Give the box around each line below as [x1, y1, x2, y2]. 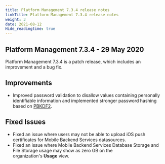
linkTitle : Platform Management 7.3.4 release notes [5, 12, 119, 17]
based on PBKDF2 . [12, 103, 52, 109]
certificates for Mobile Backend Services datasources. [12, 137, 127, 143]
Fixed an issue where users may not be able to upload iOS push [12, 131, 146, 137]
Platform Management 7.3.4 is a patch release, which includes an [5, 58, 141, 64]
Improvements [5, 79, 52, 87]
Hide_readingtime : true [5, 26, 56, 31]
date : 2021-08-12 [5, 21, 42, 27]
